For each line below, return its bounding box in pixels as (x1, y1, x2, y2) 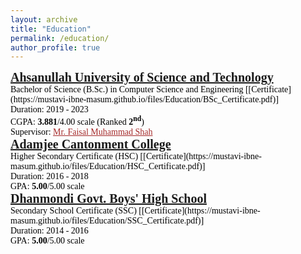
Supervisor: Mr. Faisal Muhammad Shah (10, 126, 153, 137)
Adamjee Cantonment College (10, 136, 172, 151)
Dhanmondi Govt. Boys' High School (10, 191, 207, 206)
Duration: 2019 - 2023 (10, 104, 89, 115)
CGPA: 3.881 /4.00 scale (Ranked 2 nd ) (10, 114, 145, 127)
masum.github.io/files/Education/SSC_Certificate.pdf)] (10, 215, 205, 226)
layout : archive (10, 14, 78, 25)
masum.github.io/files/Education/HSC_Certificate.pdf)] (10, 161, 206, 171)
